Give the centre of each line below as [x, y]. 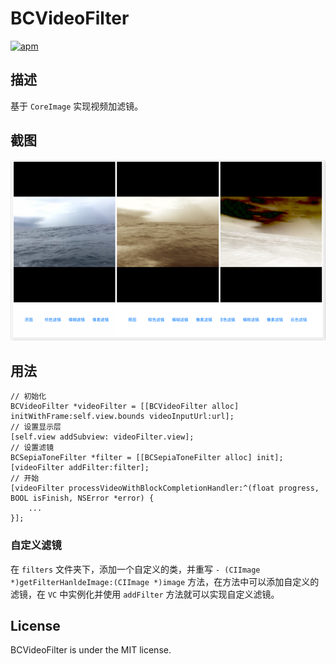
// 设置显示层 [36, 427]
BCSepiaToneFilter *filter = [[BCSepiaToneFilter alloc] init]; [147, 458]
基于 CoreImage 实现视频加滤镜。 [77, 106]
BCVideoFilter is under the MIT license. [91, 650]
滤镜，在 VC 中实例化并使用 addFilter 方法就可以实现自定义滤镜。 [145, 594]
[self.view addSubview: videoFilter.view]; [102, 437]
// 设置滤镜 [32, 448]
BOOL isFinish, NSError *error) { [82, 498]
